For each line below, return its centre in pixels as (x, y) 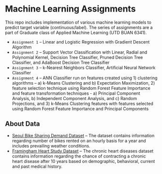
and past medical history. (37, 166)
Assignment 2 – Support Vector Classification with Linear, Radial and (80, 52)
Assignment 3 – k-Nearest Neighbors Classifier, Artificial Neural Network (84, 67)
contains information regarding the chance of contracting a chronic (79, 156)
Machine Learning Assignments (71, 9)
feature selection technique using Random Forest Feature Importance (81, 88)
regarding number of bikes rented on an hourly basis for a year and (79, 141)
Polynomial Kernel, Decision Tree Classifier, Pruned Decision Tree (77, 57)
